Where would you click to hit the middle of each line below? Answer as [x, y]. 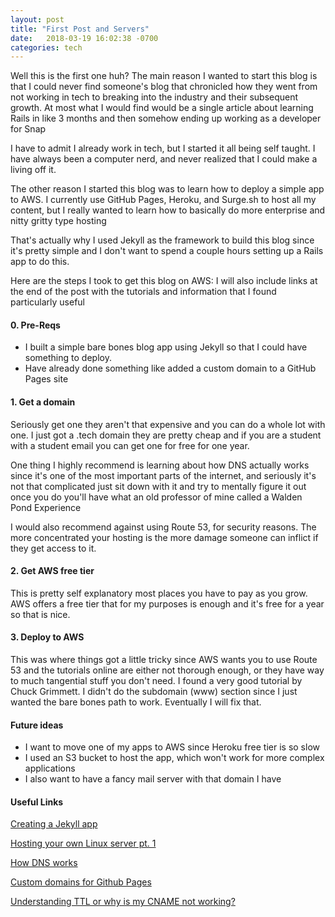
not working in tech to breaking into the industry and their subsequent [154, 97]
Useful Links [37, 802]
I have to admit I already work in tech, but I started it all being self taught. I [163, 148]
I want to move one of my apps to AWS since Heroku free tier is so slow [172, 747]
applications [50, 768]
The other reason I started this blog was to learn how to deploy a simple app [167, 189]
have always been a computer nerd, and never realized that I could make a [164, 159]
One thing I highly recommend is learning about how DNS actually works [160, 465]
